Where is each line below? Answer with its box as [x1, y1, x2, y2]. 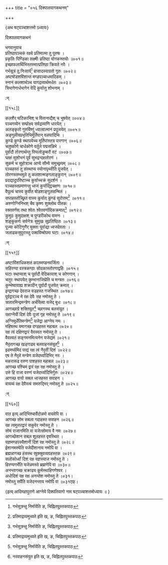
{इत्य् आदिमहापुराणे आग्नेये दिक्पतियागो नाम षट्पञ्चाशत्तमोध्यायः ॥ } [5, 488, 110, 494]
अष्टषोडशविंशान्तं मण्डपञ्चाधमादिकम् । [5, 73, 66, 80]
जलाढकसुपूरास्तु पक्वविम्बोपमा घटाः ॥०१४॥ [5, 229, 74, 235]
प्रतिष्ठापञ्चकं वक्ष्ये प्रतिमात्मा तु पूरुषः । [5, 50, 65, 56]
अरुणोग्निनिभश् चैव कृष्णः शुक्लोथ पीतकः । [5, 201, 71, 207]
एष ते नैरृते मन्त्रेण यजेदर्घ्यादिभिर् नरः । [5, 352, 64, 358]
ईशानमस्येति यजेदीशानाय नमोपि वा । [5, 445, 62, 451]
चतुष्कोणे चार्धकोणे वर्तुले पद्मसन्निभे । [5, 143, 61, 149]
